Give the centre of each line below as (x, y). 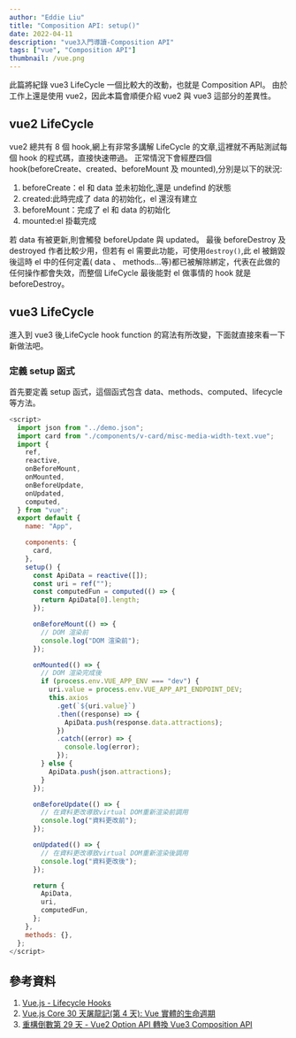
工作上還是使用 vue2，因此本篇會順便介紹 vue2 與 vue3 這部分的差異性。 (143, 96)
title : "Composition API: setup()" (75, 26)
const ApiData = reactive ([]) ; (90, 575)
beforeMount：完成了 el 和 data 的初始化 (96, 210)
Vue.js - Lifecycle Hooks (67, 1003)
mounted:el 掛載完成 (59, 220)
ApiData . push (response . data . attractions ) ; (144, 722)
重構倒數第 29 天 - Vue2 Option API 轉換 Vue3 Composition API (137, 1025)
